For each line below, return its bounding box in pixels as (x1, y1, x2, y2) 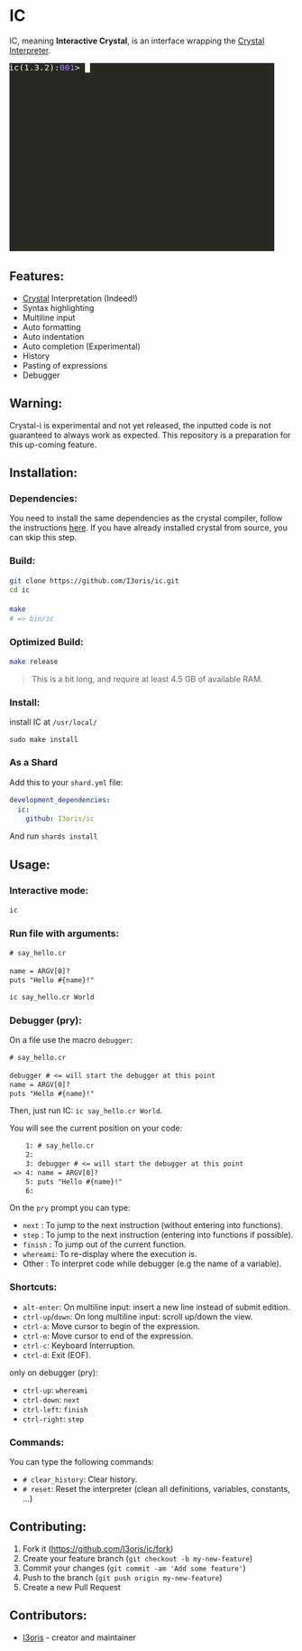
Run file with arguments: (9, 927, 120, 940)
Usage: (9, 857, 51, 872)
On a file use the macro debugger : (9, 1035, 133, 1046)
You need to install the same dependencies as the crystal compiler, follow (9, 512, 283, 524)
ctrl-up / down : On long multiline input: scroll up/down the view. (22, 1311, 253, 1322)
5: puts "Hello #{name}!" (25, 1177, 124, 1187)
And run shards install (9, 830, 98, 841)
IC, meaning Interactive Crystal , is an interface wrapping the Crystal (9, 35, 265, 46)
